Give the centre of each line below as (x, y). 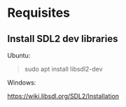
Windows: (22, 83)
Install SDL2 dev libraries (63, 39)
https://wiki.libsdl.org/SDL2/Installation (63, 96)
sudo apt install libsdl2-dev (63, 69)
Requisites (39, 13)
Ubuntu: (19, 55)
